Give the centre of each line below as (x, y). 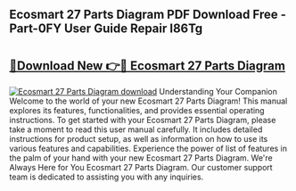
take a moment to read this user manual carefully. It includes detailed (136, 129)
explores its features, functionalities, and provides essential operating (137, 110)
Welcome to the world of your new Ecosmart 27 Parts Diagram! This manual (148, 101)
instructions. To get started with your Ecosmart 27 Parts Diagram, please (143, 120)
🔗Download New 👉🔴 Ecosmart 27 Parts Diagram (147, 66)
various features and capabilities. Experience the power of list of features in (148, 148)
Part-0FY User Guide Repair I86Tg (106, 29)
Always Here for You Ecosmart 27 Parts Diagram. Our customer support (141, 167)
